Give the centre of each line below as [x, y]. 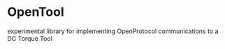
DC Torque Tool [30, 38]
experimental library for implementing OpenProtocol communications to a [113, 31]
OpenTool [36, 12]
